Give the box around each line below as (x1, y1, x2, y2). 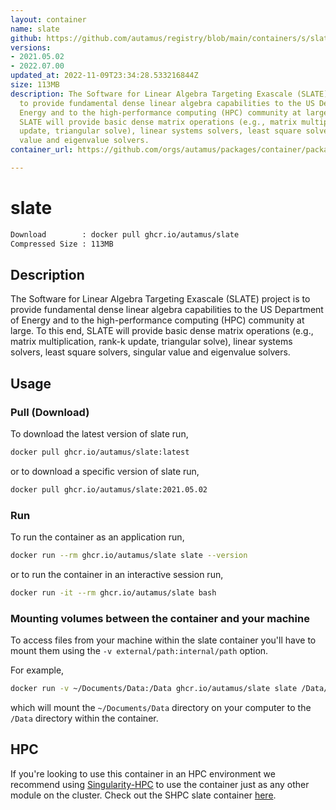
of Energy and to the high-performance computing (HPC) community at (10, 314, 305, 326)
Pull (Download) (10, 405, 90, 419)
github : (10, 33, 43, 43)
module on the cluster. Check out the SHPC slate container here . (10, 789, 277, 801)
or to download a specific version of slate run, (10, 465, 200, 477)
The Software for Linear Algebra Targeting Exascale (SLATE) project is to (10, 293, 311, 305)
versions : (10, 42, 52, 53)
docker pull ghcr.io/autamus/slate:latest (10, 447, 190, 458)
